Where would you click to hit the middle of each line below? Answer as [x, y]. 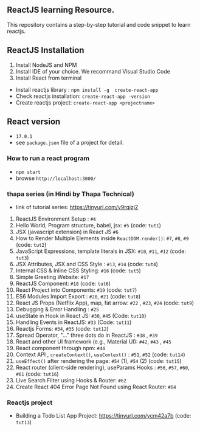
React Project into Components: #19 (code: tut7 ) [76, 290]
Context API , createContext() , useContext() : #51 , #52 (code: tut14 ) [100, 354]
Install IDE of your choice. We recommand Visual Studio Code [93, 71]
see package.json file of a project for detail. [70, 143]
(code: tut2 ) [31, 245]
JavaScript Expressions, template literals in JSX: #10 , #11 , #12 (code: [101, 251]
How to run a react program [48, 159]
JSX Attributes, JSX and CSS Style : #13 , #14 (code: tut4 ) [87, 264]
